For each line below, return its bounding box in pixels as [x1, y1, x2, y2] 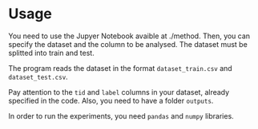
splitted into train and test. [8, 48, 95, 57]
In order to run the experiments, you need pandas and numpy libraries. [8, 111, 234, 120]
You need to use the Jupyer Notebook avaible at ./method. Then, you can [8, 31, 251, 41]
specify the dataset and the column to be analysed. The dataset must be [8, 39, 248, 49]
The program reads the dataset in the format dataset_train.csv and [8, 63, 232, 72]
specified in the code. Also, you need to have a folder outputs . [8, 96, 214, 105]
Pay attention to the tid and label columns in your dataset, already [8, 87, 230, 96]
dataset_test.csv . [8, 72, 68, 81]
